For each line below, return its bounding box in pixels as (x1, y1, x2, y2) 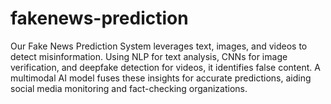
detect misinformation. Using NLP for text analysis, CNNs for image (10, 50, 288, 62)
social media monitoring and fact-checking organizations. (10, 82, 248, 94)
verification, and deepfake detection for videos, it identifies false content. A (10, 61, 321, 73)
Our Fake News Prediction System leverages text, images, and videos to (10, 40, 308, 52)
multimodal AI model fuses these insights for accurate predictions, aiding (10, 72, 312, 84)
